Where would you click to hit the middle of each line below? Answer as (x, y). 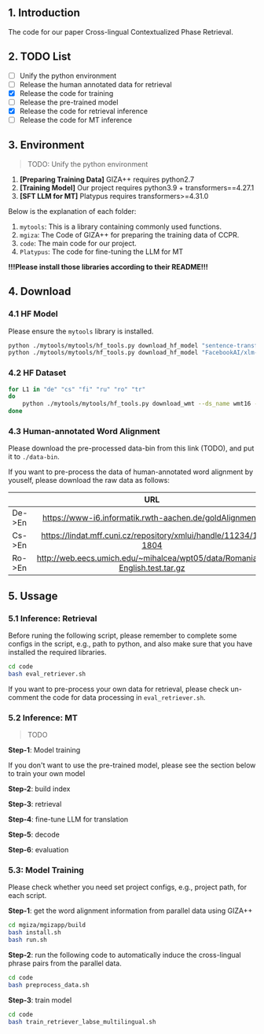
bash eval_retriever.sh (47, 674)
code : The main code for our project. (78, 243)
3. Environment (46, 145)
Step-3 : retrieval (35, 804)
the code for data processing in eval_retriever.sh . (123, 697)
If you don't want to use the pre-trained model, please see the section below (132, 765)
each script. (27, 896)
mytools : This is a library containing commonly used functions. (121, 226)
